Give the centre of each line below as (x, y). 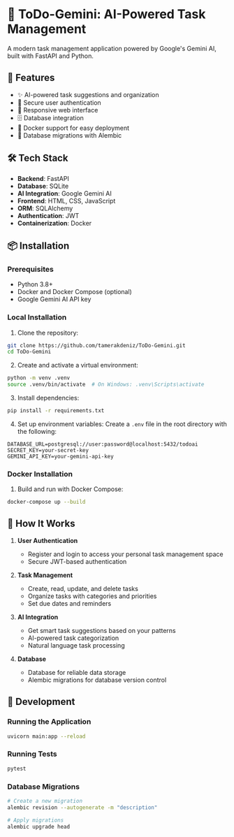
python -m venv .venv (39, 378)
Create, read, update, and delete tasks (83, 588)
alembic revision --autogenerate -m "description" (82, 807)
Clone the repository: (48, 333)
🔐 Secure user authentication (59, 102)
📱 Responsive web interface (58, 110)
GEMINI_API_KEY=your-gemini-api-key (60, 456)
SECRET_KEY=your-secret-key (48, 450)
